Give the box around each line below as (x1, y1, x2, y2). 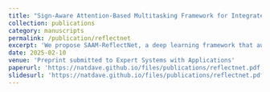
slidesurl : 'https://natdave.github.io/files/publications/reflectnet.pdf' (8, 71, 268, 79)
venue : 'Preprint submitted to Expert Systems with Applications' (8, 57, 235, 65)
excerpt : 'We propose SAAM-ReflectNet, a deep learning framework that (8, 42, 253, 50)
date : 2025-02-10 (8, 49, 67, 57)
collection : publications (8, 19, 95, 27)
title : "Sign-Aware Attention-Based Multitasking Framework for (8, 11, 228, 20)
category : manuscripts (8, 26, 84, 34)
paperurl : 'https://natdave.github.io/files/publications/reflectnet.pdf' (8, 64, 264, 72)
